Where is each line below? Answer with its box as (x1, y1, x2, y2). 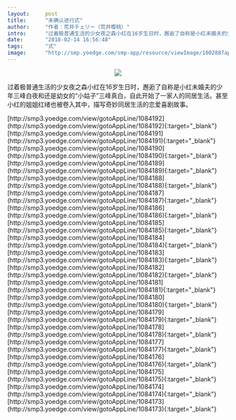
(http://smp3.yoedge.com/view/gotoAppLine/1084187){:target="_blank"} (7, 196, 217, 204)
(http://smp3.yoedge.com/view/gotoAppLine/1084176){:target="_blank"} (7, 360, 217, 368)
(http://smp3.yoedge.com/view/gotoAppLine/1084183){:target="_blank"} (7, 255, 218, 264)
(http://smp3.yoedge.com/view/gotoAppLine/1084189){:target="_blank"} (7, 166, 218, 175)
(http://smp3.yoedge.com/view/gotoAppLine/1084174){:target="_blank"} (7, 390, 217, 398)
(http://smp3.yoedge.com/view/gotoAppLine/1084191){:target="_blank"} (7, 136, 216, 144)
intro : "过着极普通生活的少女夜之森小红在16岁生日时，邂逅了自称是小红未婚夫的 (7, 29, 227, 37)
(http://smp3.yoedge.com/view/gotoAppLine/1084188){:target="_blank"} (7, 181, 218, 189)
